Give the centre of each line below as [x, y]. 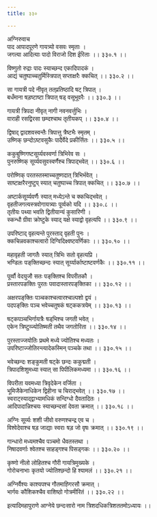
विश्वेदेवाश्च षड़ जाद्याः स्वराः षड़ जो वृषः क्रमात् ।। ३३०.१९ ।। [75, 427]
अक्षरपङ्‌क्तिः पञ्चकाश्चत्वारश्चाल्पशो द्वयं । [52, 297]
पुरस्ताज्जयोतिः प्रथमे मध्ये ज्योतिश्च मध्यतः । [54, 340]
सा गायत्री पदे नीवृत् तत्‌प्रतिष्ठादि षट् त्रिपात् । [54, 89]
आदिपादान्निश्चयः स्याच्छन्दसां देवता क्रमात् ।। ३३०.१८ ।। [71, 406]
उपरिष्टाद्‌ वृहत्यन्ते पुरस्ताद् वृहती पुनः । [48, 233]
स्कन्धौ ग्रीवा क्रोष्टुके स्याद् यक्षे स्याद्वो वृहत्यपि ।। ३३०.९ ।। [72, 219]
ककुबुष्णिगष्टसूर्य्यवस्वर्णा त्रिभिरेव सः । [47, 153]
